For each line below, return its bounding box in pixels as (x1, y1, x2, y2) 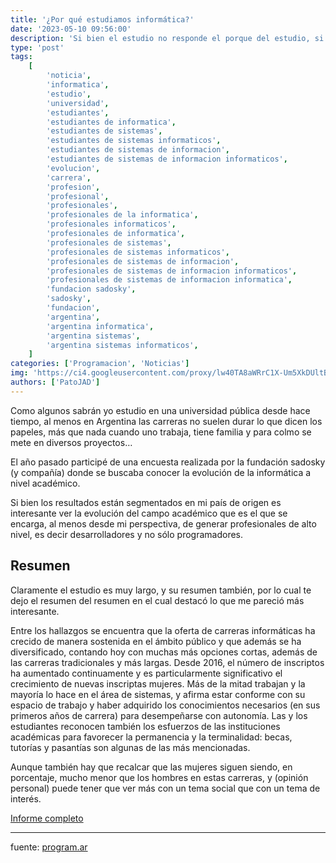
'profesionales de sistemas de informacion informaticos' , (46, 266, 298, 276)
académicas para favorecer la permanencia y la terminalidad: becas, (10, 731, 293, 743)
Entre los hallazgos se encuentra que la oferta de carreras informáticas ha (10, 624, 316, 636)
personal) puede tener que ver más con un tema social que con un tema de (10, 782, 321, 794)
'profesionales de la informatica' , (46, 210, 199, 220)
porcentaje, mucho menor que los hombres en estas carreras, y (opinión (10, 771, 309, 783)
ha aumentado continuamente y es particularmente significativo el (10, 667, 283, 679)
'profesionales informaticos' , (46, 219, 177, 230)
